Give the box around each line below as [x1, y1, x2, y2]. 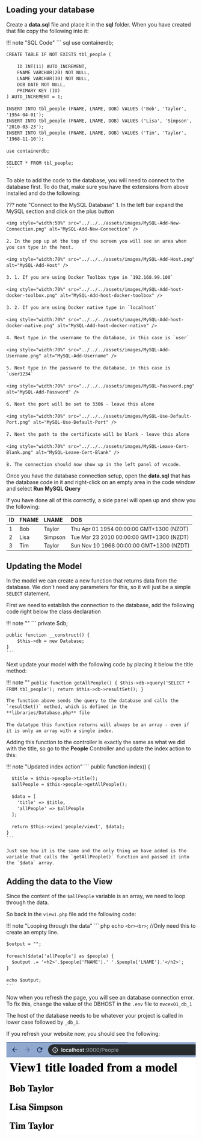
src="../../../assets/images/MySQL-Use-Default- [68, 413, 192, 419]
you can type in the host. [6, 244, 74, 250]
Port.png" [6, 419, 31, 425]
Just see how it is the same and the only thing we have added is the [6, 848, 187, 854]
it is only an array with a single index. [6, 728, 114, 734]
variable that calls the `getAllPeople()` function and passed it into [6, 854, 189, 860]
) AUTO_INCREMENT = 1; [6, 94, 63, 100]
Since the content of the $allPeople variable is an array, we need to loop [6, 893, 186, 900]
